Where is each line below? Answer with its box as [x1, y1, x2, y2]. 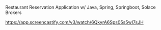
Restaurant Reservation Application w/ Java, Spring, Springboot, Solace [5, 4, 156, 10]
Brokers [5, 9, 22, 15]
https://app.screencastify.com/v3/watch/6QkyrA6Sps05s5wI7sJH [5, 19, 144, 25]
